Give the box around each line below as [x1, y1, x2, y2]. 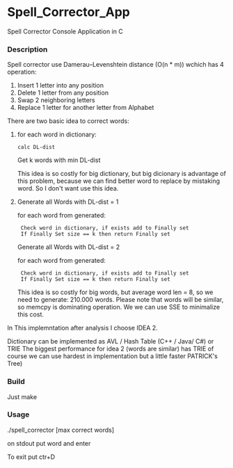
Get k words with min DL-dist [17, 156, 101, 164]
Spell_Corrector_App [7, 4, 131, 20]
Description [7, 45, 48, 54]
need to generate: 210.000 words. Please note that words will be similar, [17, 296, 224, 304]
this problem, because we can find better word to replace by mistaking [17, 177, 220, 185]
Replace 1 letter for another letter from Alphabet [17, 104, 154, 112]
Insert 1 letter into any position [17, 81, 104, 90]
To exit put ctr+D [7, 453, 56, 461]
